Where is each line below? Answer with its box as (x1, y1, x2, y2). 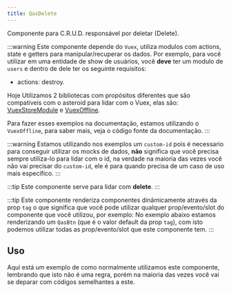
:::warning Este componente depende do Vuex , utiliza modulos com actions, (7, 42, 222, 50)
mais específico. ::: (7, 169, 61, 177)
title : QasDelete (7, 10, 57, 17)
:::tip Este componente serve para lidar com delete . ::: (7, 182, 160, 190)
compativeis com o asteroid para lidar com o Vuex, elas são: (7, 98, 179, 107)
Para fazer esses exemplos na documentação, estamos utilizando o (7, 119, 199, 128)
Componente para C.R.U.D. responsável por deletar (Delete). (7, 29, 179, 37)
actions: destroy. (17, 77, 65, 86)
